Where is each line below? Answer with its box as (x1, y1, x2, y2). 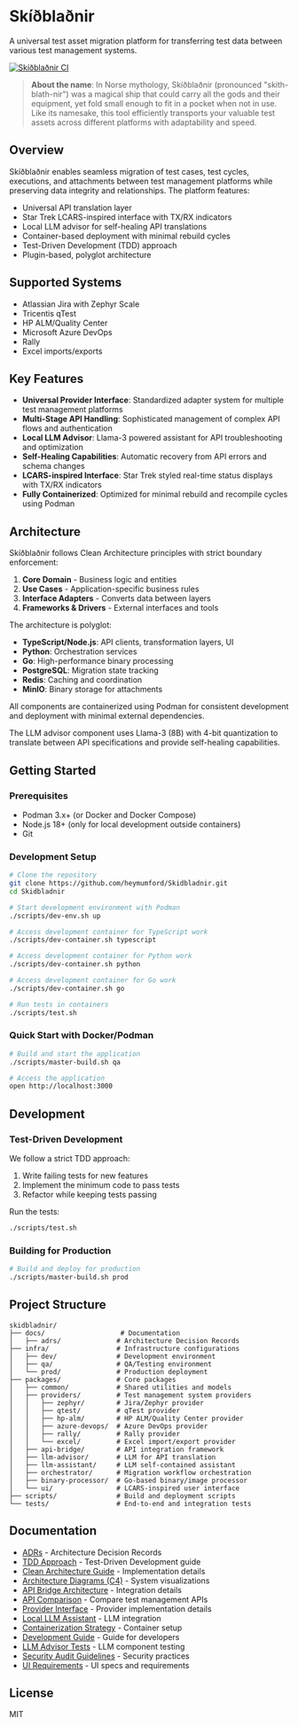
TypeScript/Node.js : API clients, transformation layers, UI (21, 637, 234, 648)
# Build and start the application (9, 1049, 141, 1058)
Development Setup (9, 850, 97, 863)
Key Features (9, 371, 84, 387)
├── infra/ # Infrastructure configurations (9, 1344, 240, 1353)
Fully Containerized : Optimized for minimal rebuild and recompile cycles (21, 489, 288, 500)
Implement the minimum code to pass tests (21, 1180, 180, 1191)
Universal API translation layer (21, 202, 133, 213)
